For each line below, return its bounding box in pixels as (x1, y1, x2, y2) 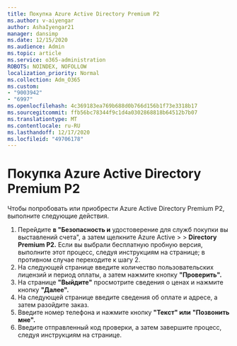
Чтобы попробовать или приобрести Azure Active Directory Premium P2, (7, 204, 225, 213)
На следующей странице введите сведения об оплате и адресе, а (17, 293, 218, 301)
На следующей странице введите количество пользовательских (17, 263, 214, 272)
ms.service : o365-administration (7, 57, 106, 64)
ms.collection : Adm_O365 (7, 76, 81, 83)
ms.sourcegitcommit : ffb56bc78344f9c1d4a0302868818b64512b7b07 (7, 109, 198, 116)
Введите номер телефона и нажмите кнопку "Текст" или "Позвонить (17, 308, 230, 317)
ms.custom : (7, 83, 40, 90)
